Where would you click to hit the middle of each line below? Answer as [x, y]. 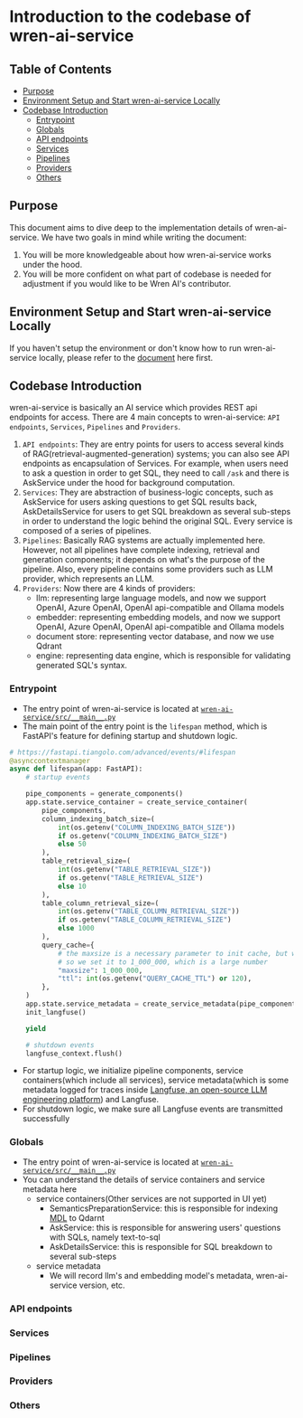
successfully [46, 1119]
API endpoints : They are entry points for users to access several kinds [153, 444]
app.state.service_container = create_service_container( [137, 802]
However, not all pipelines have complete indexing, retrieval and [141, 550]
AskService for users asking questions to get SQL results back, [139, 502]
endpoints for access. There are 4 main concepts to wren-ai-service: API [145, 417]
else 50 [72, 844]
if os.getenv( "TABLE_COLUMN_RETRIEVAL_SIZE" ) [144, 920]
